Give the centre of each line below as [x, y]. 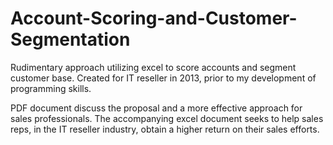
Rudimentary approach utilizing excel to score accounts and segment [153, 67]
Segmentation [70, 39]
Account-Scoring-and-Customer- [154, 18]
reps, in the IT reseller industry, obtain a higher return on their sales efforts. [165, 129]
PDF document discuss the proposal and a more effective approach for [156, 108]
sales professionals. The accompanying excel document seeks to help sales [167, 118]
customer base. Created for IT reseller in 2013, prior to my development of [163, 78]
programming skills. [51, 88]
